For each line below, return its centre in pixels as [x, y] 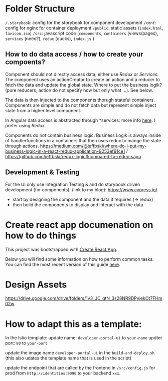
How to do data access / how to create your [74, 54]
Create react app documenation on [79, 225]
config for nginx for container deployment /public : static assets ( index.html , [84, 28]
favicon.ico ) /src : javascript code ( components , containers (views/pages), [82, 33]
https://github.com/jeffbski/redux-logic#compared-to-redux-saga [73, 156]
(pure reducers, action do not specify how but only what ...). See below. [79, 90]
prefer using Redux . [26, 125]
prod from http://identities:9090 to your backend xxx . [63, 373]
